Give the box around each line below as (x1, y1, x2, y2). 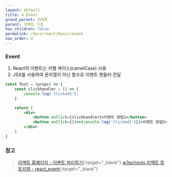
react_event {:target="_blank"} (35, 166, 98, 172)
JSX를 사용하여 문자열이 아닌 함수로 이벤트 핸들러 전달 (12, 72, 121, 78)
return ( (14, 105, 33, 110)
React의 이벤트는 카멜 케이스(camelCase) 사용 (12, 65, 106, 72)
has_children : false (5, 27, 50, 32)
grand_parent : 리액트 (5, 17, 49, 22)
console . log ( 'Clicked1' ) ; (24, 91, 79, 96)
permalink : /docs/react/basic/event (5, 31, 83, 36)
